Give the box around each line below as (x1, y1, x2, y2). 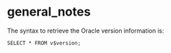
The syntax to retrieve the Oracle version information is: (7, 26, 164, 35)
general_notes (7, 4, 91, 20)
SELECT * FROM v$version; (7, 39, 81, 46)
